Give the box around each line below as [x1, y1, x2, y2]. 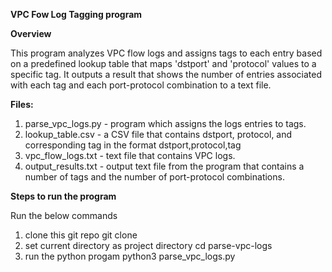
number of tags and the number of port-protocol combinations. [24, 171, 285, 183]
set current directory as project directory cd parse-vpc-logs [24, 240, 273, 251]
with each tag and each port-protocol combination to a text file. [10, 79, 272, 91]
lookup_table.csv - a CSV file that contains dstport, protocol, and [24, 129, 293, 140]
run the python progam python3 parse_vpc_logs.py [24, 250, 236, 262]
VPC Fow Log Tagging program [10, 9, 143, 20]
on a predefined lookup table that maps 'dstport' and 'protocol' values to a [10, 58, 317, 69]
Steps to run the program [10, 190, 117, 202]
